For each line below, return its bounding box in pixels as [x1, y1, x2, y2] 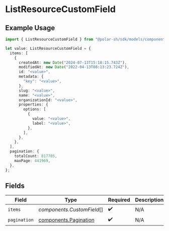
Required [108, 196, 130, 203]
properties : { [18, 102, 49, 107]
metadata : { [18, 74, 44, 79]
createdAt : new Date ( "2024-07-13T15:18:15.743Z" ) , [18, 60, 127, 65]
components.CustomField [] [38, 206, 103, 213]
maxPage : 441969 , [14, 158, 51, 163]
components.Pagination [38, 216, 95, 223]
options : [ [23, 107, 46, 112]
